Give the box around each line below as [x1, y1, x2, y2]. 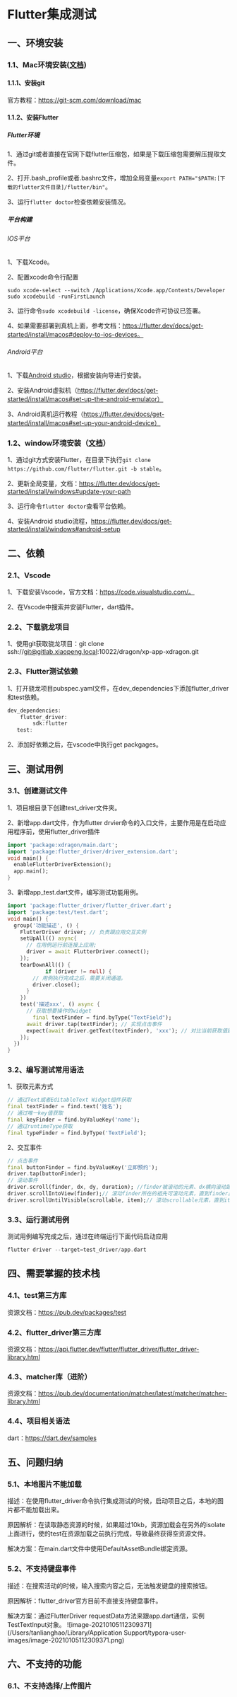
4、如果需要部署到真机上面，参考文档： [7, 321, 123, 330]
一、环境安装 [7, 37, 63, 49]
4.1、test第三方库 [7, 1291, 67, 1301]
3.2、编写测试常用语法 [7, 1065, 85, 1075]
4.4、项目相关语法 [7, 1416, 71, 1426]
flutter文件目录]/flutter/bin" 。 [17, 183, 111, 191]
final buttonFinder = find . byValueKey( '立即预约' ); [7, 1163, 159, 1171]
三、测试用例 [7, 763, 63, 775]
